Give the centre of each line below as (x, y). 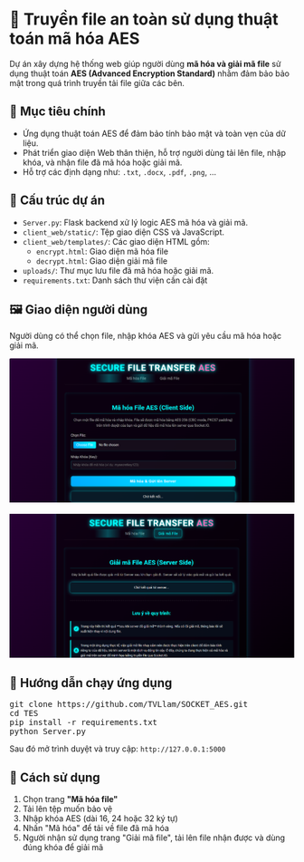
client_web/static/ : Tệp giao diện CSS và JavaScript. (123, 232)
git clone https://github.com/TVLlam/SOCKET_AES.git (129, 704)
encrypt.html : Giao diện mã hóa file (102, 251)
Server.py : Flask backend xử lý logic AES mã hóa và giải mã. (135, 222)
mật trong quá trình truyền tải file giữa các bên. (97, 82)
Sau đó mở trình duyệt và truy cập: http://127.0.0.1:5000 (118, 749)
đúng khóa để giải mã (63, 847)
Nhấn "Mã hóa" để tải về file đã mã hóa (96, 828)
